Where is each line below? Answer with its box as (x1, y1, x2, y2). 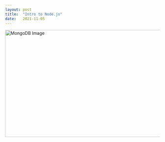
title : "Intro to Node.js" (5, 12, 63, 17)
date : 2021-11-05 (5, 16, 45, 21)
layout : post (5, 7, 32, 12)
